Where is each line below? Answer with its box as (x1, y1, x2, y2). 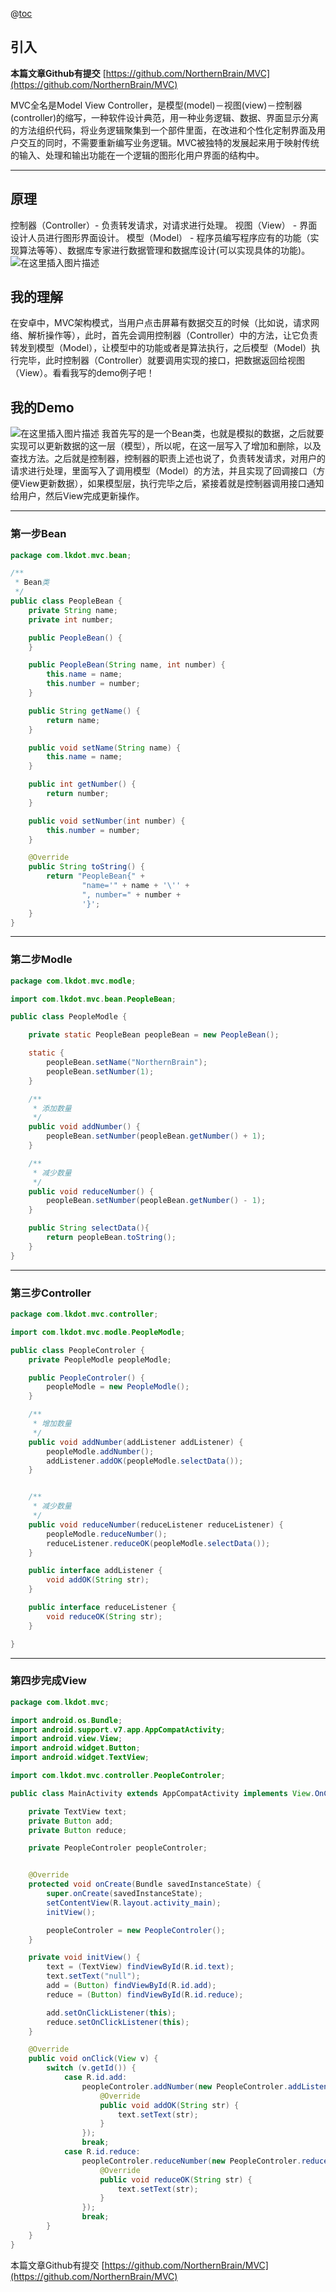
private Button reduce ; (28, 1825, 128, 1835)
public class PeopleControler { (10, 1345, 145, 1355)
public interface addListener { (28, 1566, 163, 1576)
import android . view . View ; (10, 1734, 123, 1744)
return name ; (46, 715, 101, 725)
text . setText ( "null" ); (46, 1971, 141, 1982)
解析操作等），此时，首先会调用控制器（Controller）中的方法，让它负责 (27, 329, 319, 342)
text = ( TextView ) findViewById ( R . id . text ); (46, 1962, 235, 1972)
